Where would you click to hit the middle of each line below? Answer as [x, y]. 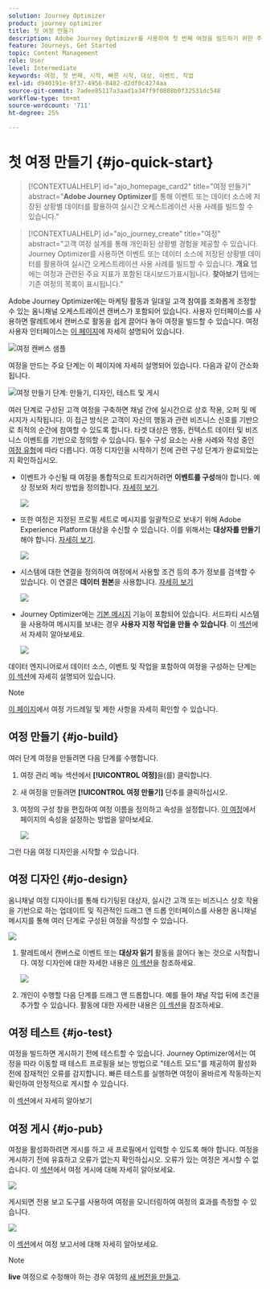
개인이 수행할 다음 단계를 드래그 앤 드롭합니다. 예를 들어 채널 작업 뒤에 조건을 [140, 994]
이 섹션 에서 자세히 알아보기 [50, 1101]
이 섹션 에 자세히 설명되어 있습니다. [62, 676]
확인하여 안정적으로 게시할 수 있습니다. [68, 1084]
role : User [27, 61]
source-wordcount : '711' [50, 105]
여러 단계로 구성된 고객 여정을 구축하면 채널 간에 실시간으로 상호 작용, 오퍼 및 [128, 409]
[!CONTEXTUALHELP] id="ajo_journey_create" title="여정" [124, 233]
